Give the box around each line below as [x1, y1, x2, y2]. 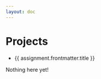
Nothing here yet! [5, 66, 49, 73]
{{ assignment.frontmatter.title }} [14, 54, 96, 62]
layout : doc [5, 8, 35, 15]
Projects [5, 34, 49, 48]
